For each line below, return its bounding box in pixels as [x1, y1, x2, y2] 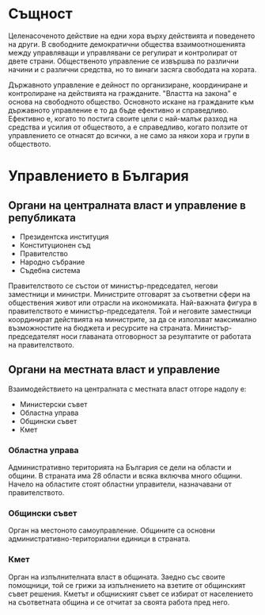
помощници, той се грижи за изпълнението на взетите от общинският [8, 580, 246, 590]
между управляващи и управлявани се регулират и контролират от [8, 48, 237, 57]
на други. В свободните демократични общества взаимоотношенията [8, 39, 246, 48]
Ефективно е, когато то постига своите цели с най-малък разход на [8, 113, 238, 123]
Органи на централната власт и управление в [8, 198, 247, 212]
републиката [8, 211, 77, 225]
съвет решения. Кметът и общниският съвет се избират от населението [8, 589, 253, 598]
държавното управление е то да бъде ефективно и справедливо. [8, 105, 229, 115]
